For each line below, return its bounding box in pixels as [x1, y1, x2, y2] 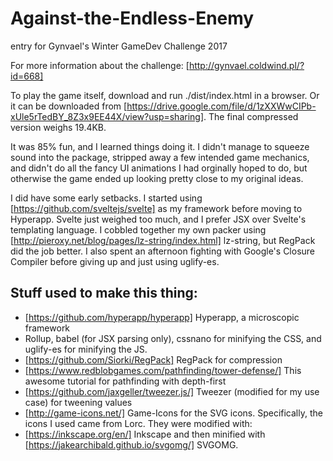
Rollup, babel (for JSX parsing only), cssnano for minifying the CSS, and [24, 332, 322, 344]
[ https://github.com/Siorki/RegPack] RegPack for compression [24, 353, 283, 366]
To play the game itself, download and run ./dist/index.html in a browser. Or [10, 89, 320, 101]
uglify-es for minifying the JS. [24, 343, 148, 355]
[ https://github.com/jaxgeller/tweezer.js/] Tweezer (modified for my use [24, 385, 320, 397]
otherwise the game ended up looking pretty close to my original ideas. [10, 172, 304, 184]
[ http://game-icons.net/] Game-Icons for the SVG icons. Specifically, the [24, 407, 323, 419]
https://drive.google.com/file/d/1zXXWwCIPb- [126, 100, 317, 112]
